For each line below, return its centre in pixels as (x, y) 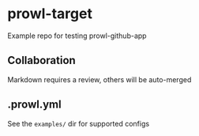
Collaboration (41, 60)
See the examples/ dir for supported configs (79, 123)
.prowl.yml (34, 105)
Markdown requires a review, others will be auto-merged (99, 79)
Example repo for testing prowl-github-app (77, 36)
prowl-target (50, 14)
